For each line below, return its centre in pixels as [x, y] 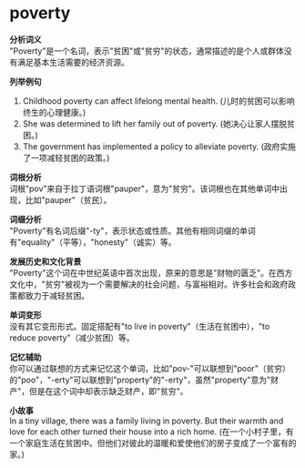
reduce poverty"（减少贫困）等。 [72, 337]
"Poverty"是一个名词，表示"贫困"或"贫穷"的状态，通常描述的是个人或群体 [147, 51]
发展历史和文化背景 [46, 261]
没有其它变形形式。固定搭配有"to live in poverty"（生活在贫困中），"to [140, 326]
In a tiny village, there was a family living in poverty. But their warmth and [147, 421]
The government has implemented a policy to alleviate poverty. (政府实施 [159, 146]
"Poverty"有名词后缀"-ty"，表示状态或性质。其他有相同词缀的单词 [133, 230]
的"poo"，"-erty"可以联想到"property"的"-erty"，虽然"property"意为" [140, 380]
